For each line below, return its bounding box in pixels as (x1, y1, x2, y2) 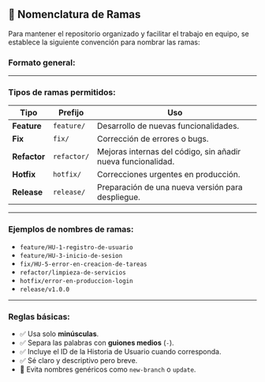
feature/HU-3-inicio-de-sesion (19, 252, 123, 259)
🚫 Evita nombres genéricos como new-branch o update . (19, 365, 196, 374)
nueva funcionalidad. (97, 156, 175, 167)
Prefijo (58, 108, 84, 119)
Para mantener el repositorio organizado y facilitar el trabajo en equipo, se (8, 28, 250, 38)
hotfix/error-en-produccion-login (19, 277, 133, 285)
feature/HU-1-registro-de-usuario (19, 243, 133, 252)
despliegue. (97, 191, 140, 202)
